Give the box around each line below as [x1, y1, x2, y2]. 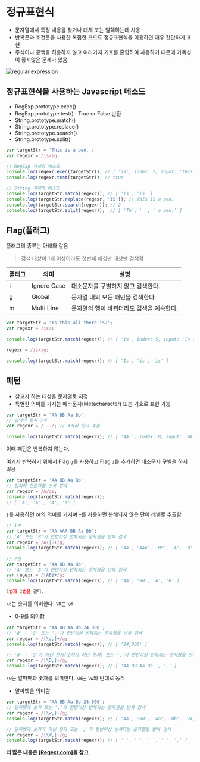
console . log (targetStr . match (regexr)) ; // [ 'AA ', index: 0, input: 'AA [6, 434, 193, 440]
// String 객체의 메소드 [6, 185, 61, 191]
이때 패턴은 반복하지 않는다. [6, 445, 70, 452]
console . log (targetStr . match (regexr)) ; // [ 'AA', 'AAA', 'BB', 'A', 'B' [6, 545, 193, 551]
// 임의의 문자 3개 [6, 417, 47, 423]
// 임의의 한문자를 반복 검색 [6, 483, 67, 489]
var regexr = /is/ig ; [6, 152, 60, 158]
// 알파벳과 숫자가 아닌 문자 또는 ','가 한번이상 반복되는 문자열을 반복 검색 [6, 726, 171, 732]
